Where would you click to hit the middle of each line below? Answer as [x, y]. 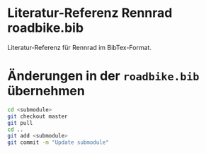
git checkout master [38, 116]
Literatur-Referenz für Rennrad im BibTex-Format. [80, 47]
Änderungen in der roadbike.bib [103, 76]
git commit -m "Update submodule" [58, 142]
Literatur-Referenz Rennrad [90, 13]
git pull [20, 123]
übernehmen [46, 91]
